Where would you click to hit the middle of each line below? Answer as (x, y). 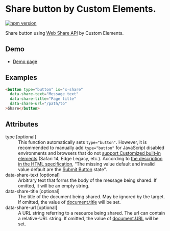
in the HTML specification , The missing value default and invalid (86, 164)
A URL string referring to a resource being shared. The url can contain (92, 213)
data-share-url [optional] (31, 207)
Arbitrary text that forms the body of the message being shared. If (88, 180)
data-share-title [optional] (32, 191)
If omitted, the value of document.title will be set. (69, 202)
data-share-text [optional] (33, 175)
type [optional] (21, 137)
